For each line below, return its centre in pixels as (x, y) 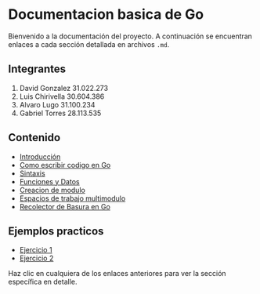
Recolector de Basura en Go (65, 206)
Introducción (40, 156)
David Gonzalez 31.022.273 (63, 88)
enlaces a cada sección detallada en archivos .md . (89, 44)
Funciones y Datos (49, 181)
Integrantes (37, 69)
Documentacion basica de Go (106, 15)
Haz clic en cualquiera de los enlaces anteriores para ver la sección (117, 274)
